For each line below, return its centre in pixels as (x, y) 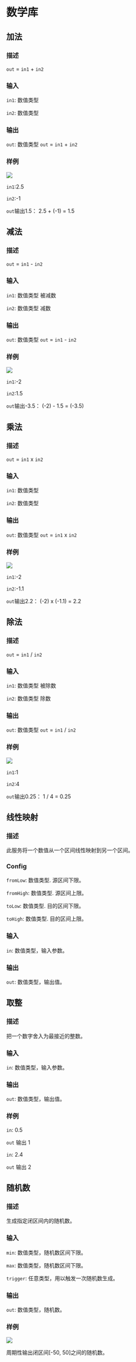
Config (17, 867)
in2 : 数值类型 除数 (29, 698)
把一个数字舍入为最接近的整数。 (46, 1036)
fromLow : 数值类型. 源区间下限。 (45, 880)
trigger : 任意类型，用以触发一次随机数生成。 (63, 1278)
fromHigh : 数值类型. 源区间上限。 (47, 893)
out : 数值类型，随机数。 (36, 1309)
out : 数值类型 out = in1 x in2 (42, 535)
